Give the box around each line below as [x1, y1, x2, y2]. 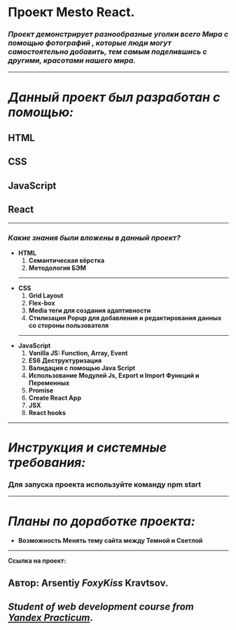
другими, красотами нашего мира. [8, 55, 136, 65]
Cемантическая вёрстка [28, 256, 105, 264]
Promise [28, 386, 54, 394]
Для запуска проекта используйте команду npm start [8, 480, 202, 490]
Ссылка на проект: [8, 556, 67, 565]
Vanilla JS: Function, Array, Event [28, 348, 128, 357]
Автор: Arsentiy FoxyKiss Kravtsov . [8, 577, 169, 589]
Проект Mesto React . [8, 4, 135, 20]
